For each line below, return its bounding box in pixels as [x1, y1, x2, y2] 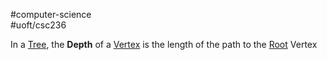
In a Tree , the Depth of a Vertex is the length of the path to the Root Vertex [10, 39, 318, 50]
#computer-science [10, 9, 92, 20]
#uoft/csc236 [10, 19, 67, 31]
